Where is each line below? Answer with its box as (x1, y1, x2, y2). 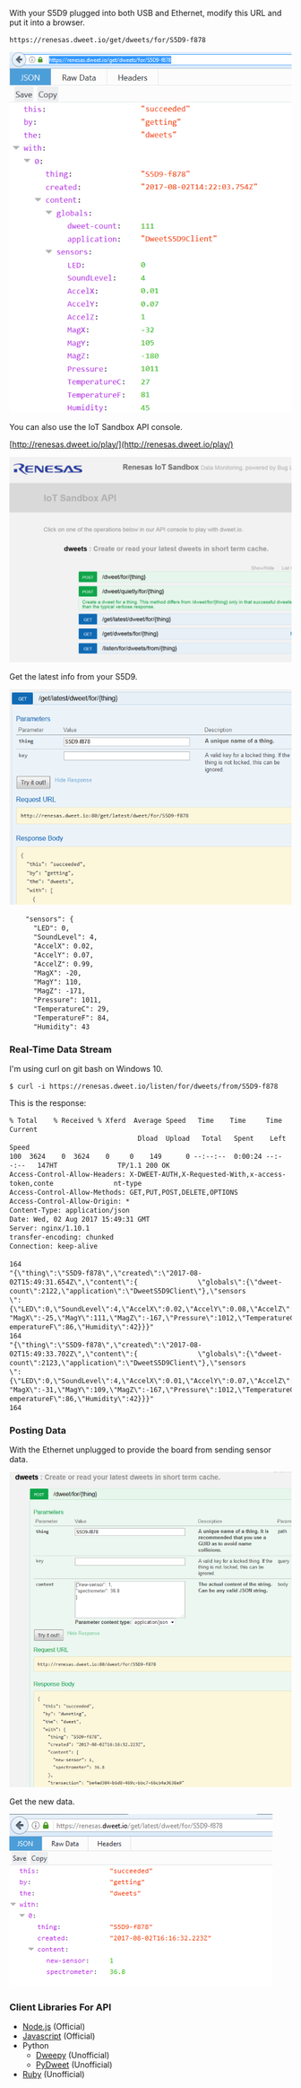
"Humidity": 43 (32, 1022, 90, 1031)
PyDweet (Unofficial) (35, 2059, 113, 2070)
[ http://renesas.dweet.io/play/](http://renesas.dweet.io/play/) (9, 439, 234, 450)
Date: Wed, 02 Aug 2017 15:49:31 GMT (9, 1215, 150, 1224)
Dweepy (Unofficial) (35, 2050, 110, 2061)
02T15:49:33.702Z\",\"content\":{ (9, 1350, 139, 1359)
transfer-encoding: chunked (9, 1233, 115, 1242)
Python (21, 2040, 49, 2051)
